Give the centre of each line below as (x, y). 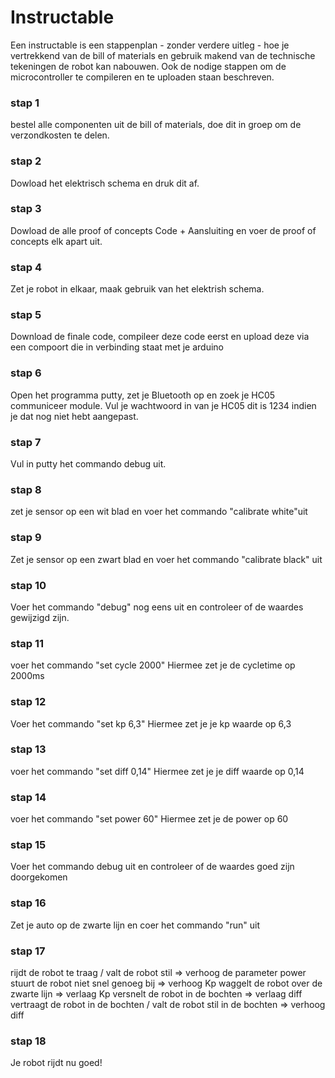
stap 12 (28, 702)
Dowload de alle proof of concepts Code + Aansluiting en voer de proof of (163, 230)
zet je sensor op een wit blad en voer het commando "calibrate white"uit (159, 512)
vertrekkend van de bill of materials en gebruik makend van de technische (163, 55)
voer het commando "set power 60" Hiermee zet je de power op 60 (149, 819)
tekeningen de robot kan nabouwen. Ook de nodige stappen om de (148, 66)
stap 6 (26, 373)
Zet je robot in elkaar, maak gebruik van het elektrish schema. (137, 289)
